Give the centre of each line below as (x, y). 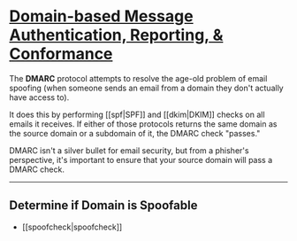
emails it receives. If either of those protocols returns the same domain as (143, 124)
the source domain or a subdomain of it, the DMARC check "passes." (135, 133)
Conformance (61, 54)
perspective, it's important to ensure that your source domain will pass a (141, 159)
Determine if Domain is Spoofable (103, 206)
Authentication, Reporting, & (116, 35)
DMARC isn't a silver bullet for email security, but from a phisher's (129, 150)
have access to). (39, 97)
